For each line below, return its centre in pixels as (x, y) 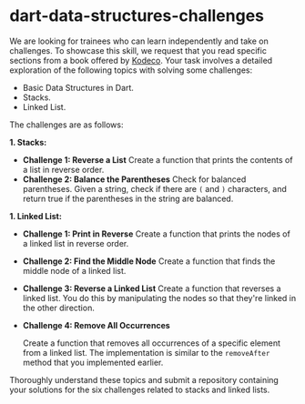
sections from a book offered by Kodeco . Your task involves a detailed (141, 60)
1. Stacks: (28, 142)
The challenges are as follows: (66, 125)
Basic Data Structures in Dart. (78, 87)
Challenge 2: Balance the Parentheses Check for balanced (134, 179)
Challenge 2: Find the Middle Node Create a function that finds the (149, 261)
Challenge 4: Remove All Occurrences (96, 325)
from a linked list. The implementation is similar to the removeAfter (146, 352)
